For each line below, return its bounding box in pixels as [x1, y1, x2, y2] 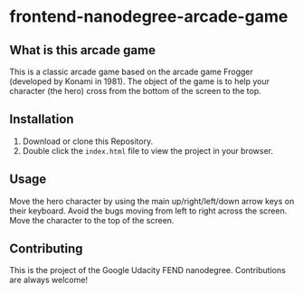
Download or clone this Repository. [22, 136, 154, 147]
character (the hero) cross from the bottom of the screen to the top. [9, 86, 262, 96]
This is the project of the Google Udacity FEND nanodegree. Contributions [9, 265, 287, 276]
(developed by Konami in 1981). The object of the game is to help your [9, 76, 270, 87]
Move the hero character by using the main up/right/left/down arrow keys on [9, 195, 295, 206]
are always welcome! [9, 274, 89, 286]
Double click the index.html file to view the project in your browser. [22, 145, 274, 156]
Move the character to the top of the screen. [9, 214, 175, 225]
